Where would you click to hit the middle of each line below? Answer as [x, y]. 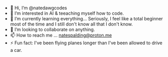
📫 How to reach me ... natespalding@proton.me [61, 35]
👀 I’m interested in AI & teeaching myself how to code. [67, 13]
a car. [16, 50]
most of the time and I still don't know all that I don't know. [71, 24]
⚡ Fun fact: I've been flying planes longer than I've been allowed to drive [86, 43]
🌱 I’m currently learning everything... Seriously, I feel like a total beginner [87, 19]
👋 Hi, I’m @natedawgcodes [39, 8]
